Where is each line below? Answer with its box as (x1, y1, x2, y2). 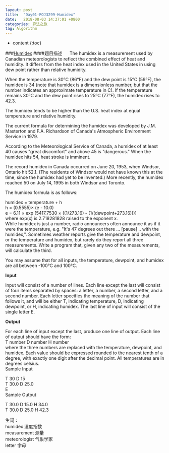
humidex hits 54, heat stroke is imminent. (5, 154, 91, 160)
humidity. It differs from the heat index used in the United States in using (5, 61, 156, 68)
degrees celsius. (5, 361, 40, 367)
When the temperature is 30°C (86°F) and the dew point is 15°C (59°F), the (5, 77, 161, 83)
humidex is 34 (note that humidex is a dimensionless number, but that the (5, 82, 158, 88)
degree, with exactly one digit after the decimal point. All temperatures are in (5, 355, 164, 361)
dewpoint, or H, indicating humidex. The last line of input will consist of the (5, 303, 160, 310)
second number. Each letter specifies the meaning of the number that (5, 293, 150, 299)
